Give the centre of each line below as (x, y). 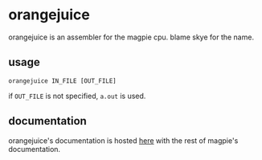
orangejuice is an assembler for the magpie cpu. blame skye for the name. (131, 37)
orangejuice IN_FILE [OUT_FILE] (62, 81)
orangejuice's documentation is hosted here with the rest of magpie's (123, 140)
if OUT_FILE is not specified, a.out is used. (77, 96)
